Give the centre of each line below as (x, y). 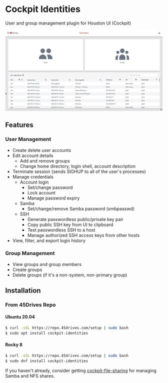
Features (19, 125)
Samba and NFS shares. (30, 376)
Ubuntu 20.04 (20, 316)
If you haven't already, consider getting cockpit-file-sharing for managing (81, 370)
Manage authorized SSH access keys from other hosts (83, 235)
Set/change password (50, 187)
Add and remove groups (45, 160)
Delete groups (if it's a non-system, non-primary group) (70, 275)
